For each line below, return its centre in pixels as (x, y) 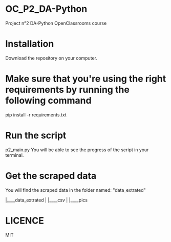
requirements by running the (67, 90)
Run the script (36, 135)
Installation (30, 44)
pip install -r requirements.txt (36, 115)
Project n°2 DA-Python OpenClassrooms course (56, 23)
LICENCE (25, 220)
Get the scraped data (51, 176)
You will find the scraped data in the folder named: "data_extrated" (76, 190)
